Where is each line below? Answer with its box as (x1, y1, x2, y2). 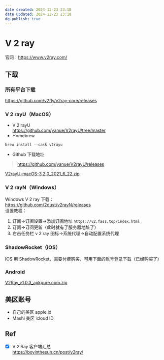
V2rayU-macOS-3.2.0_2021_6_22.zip (5, 171, 80, 177)
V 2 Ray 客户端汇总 (12, 343, 51, 349)
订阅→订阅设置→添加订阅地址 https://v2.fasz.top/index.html (12, 218, 140, 224)
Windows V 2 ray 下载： (5, 196, 54, 202)
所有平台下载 (5, 86, 36, 93)
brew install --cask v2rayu (5, 142, 63, 148)
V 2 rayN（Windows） (5, 184, 60, 191)
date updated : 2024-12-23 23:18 (5, 12, 71, 17)
